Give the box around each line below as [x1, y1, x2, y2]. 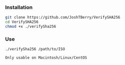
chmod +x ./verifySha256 [5, 24, 56, 29]
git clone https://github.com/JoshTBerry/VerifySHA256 [5, 15, 121, 20]
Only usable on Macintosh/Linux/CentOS [5, 55, 87, 60]
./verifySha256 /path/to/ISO [5, 47, 65, 52]
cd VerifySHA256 [5, 20, 39, 24]
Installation [5, 4, 33, 11]
